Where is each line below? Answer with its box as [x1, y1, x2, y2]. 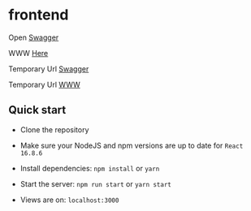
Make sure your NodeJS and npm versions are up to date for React [19, 140, 244, 150]
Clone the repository [19, 124, 89, 135]
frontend [8, 6, 69, 24]
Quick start [8, 103, 67, 117]
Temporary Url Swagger [8, 63, 89, 74]
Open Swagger [8, 32, 59, 42]
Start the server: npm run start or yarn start [19, 179, 172, 188]
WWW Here [8, 48, 49, 58]
